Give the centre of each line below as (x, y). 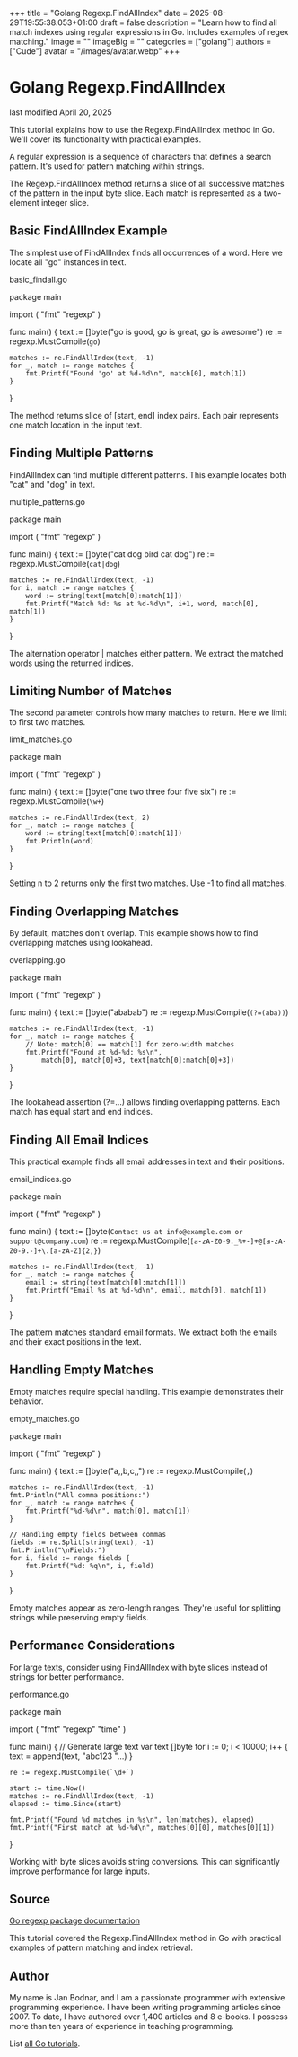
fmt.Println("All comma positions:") (80, 1495)
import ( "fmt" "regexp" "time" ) (68, 1729)
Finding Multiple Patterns (82, 453)
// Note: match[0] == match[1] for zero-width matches (130, 1045)
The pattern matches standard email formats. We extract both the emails (144, 1332)
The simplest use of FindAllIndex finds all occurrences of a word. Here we (146, 252)
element (24, 202)
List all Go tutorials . (45, 2044)
